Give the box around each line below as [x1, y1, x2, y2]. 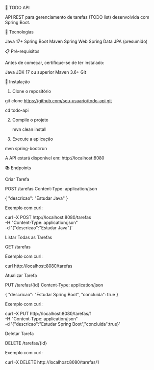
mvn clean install [12, 126, 47, 132]
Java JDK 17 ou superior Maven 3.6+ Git [5, 69, 87, 75]
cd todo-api [5, 107, 29, 113]
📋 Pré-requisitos [5, 48, 40, 54]
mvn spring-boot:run [5, 146, 47, 151]
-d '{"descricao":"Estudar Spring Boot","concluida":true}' [5, 321, 121, 327]
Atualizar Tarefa [5, 273, 37, 278]
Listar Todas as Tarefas [5, 234, 52, 240]
